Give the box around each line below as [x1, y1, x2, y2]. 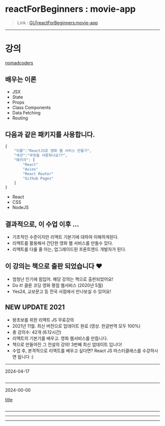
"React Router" [23, 171, 54, 176]
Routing [12, 115, 28, 121]
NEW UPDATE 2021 [5, 303, 65, 312]
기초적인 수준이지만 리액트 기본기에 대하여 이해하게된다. [12, 234, 119, 240]
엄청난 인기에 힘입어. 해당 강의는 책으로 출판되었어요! [12, 276, 113, 282]
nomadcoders [5, 60, 33, 66]
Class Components [12, 105, 51, 110]
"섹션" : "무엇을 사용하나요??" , [14, 153, 68, 158]
